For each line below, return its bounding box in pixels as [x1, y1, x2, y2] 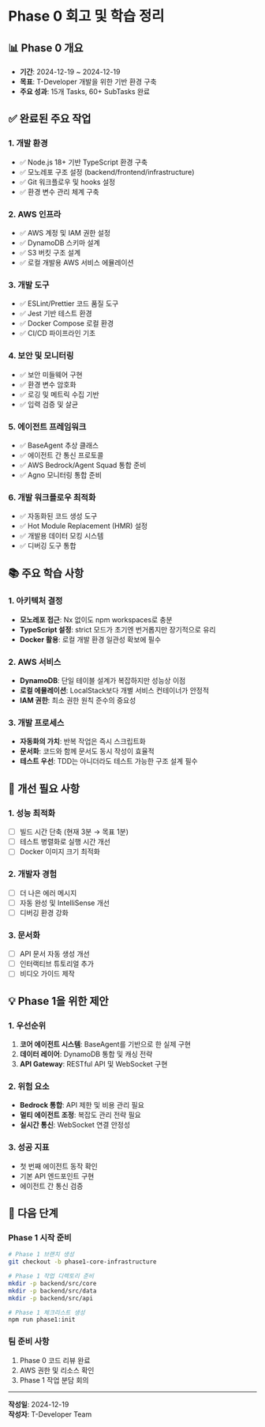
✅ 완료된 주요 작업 [8, 112, 91, 126]
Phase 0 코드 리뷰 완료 [19, 1355, 91, 1365]
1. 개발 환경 [8, 138, 48, 149]
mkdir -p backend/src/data [8, 1286, 97, 1295]
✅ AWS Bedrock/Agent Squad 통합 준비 [19, 460, 147, 470]
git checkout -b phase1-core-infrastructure [8, 1258, 157, 1266]
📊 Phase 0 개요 [8, 41, 84, 55]
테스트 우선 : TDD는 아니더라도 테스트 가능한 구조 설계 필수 [19, 757, 199, 766]
